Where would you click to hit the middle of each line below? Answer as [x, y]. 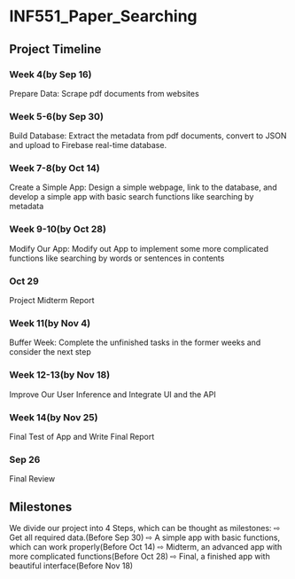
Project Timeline [55, 49]
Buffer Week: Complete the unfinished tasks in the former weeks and [135, 342]
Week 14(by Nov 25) [54, 417]
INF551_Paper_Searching [103, 16]
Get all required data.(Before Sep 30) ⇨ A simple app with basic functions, [145, 537]
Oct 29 [24, 281]
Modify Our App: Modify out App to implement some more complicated [139, 248]
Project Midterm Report [52, 301]
